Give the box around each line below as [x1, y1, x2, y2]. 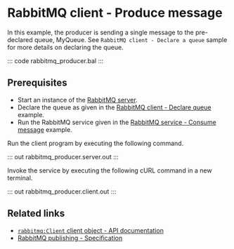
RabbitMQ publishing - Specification [17, 234, 123, 242]
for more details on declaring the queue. [7, 43, 124, 51]
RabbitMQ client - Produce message [7, 5, 223, 21]
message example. [17, 125, 72, 134]
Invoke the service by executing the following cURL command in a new [7, 166, 212, 175]
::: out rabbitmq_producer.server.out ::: [7, 152, 119, 161]
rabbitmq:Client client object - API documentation [17, 226, 164, 234]
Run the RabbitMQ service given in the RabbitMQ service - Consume [17, 118, 216, 126]
